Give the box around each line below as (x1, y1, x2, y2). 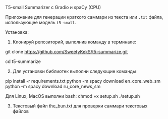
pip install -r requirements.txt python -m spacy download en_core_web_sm (5, 78, 161, 84)
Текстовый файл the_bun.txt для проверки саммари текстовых (12, 103, 148, 109)
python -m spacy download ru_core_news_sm (5, 83, 101, 89)
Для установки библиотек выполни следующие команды (12, 68, 136, 74)
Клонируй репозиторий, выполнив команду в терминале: (12, 39, 137, 45)
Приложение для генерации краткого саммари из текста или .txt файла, (5, 14, 163, 20)
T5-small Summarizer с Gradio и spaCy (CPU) (5, 5, 101, 10)
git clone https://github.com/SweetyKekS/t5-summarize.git (5, 49, 128, 54)
